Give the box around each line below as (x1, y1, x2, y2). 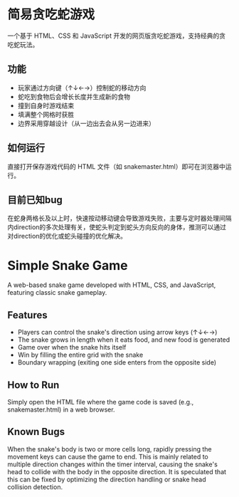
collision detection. (7, 482, 63, 491)
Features (7, 309, 48, 321)
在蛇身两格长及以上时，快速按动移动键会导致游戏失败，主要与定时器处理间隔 (7, 214, 232, 223)
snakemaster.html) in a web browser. (7, 405, 115, 414)
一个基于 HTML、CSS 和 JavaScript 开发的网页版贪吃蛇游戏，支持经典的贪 (7, 31, 226, 40)
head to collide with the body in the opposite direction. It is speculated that (7, 467, 226, 476)
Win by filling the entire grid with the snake (17, 350, 144, 360)
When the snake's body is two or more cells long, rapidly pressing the (7, 444, 212, 453)
